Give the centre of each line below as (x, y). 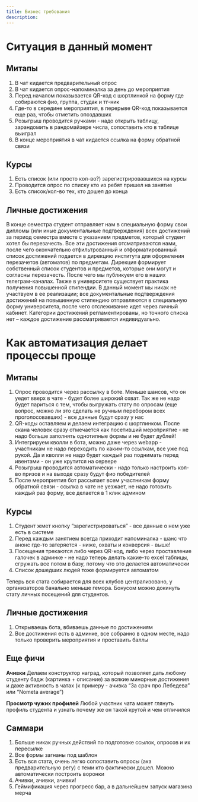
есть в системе (34, 532)
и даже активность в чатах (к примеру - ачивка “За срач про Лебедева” (98, 685)
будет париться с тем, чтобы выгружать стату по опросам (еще (96, 405)
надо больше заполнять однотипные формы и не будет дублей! (95, 436)
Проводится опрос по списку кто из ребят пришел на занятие (93, 185)
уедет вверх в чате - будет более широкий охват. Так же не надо (97, 398)
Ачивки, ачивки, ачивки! (45, 780)
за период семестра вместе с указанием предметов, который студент (96, 237)
